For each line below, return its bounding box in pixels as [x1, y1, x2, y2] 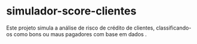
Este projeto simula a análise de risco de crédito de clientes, [6, 24, 155, 31]
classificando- [156, 24, 192, 31]
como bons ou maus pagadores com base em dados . [13, 30, 147, 37]
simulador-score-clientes [6, 4, 137, 18]
